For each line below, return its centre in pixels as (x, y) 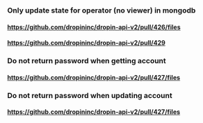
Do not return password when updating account (90, 95)
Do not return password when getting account (87, 61)
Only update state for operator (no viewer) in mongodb (101, 10)
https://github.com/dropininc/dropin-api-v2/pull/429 (86, 43)
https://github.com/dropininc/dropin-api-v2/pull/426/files (94, 27)
